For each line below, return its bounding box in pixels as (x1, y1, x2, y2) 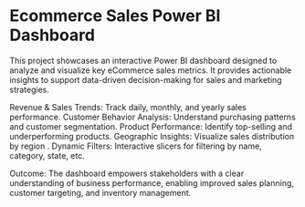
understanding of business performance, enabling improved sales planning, (9, 177, 295, 188)
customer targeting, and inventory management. (9, 187, 192, 198)
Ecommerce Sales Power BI (9, 5, 221, 26)
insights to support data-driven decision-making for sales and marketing (9, 74, 282, 85)
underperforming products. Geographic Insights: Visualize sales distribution (9, 130, 295, 141)
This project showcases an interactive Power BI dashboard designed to (9, 55, 278, 66)
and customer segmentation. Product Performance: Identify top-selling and (9, 120, 292, 132)
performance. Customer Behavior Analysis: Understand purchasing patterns (9, 111, 297, 122)
